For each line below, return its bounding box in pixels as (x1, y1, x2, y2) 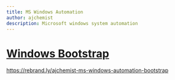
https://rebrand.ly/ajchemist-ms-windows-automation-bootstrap (6, 67, 169, 74)
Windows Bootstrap (6, 46, 110, 60)
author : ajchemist (6, 15, 53, 21)
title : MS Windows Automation (6, 9, 84, 15)
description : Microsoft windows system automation (6, 20, 138, 26)
